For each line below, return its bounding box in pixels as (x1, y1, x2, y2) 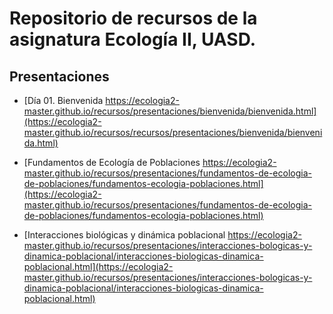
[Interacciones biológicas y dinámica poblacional (23, 229, 226, 241)
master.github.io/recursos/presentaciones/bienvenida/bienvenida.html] (23, 105, 317, 117)
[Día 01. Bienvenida (23, 95, 104, 106)
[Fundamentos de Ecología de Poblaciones (23, 157, 201, 168)
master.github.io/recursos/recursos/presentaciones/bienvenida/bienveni (23, 127, 323, 138)
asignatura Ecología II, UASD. (9, 28, 257, 51)
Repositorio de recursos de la (9, 7, 258, 30)
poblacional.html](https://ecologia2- (23, 261, 174, 272)
